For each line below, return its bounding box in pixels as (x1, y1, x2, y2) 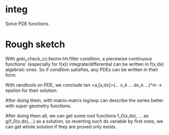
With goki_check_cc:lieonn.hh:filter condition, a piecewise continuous (5, 55, 153, 62)
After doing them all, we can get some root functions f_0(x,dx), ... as (5, 112, 149, 119)
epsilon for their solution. (5, 87, 58, 93)
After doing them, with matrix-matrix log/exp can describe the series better (5, 97, 164, 103)
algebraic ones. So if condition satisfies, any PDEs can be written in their (5, 66, 159, 72)
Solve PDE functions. (5, 21, 50, 27)
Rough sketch (5, 38, 66, 50)
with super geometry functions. (5, 103, 72, 109)
